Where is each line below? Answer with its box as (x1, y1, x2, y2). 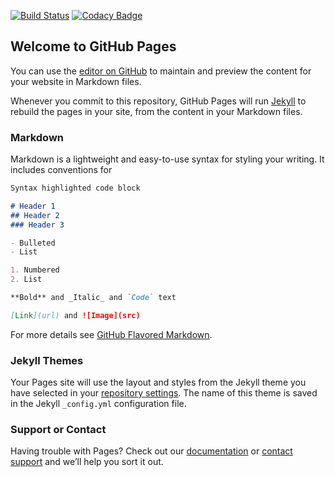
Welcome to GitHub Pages (10, 38, 177, 55)
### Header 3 (10, 220, 65, 230)
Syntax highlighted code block (10, 183, 141, 194)
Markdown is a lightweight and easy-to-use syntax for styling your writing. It (10, 153, 325, 165)
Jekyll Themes (10, 353, 84, 367)
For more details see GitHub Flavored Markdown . (10, 328, 213, 340)
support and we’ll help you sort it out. (10, 456, 164, 468)
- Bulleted (10, 238, 56, 248)
